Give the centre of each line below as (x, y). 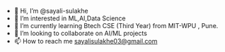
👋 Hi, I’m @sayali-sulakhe (51, 11)
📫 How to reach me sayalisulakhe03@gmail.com (86, 41)
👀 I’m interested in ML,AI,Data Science (70, 18)
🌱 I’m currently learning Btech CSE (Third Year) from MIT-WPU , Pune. (116, 26)
